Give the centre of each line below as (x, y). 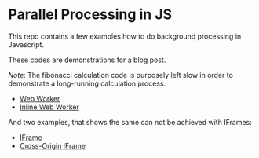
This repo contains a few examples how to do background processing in (125, 36)
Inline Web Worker (49, 107)
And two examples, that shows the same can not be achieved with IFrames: (130, 122)
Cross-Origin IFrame (53, 145)
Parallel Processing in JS (90, 15)
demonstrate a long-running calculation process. (87, 83)
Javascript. (26, 44)
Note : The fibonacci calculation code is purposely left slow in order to (121, 75)
